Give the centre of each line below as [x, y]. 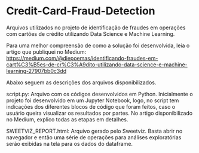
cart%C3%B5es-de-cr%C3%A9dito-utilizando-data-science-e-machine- [97, 65]
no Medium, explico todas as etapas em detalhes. [67, 119]
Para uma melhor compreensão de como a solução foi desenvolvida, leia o [98, 45]
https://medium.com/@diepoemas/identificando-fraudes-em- [82, 58]
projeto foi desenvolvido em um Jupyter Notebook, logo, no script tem [93, 100]
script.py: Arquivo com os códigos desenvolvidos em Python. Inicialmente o [99, 94]
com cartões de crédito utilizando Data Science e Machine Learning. [91, 33]
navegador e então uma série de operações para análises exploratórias [94, 137]
